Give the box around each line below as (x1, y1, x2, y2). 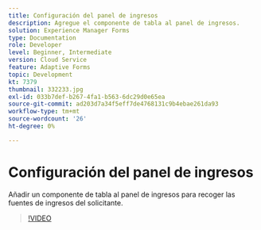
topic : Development (8, 71, 73, 79)
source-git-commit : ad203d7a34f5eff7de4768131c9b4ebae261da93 (8, 100, 219, 108)
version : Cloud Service (8, 56, 88, 64)
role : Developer (8, 41, 62, 49)
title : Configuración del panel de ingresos (8, 11, 158, 20)
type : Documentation (8, 33, 77, 42)
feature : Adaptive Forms (8, 63, 91, 71)
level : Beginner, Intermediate (8, 48, 112, 56)
